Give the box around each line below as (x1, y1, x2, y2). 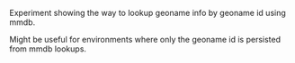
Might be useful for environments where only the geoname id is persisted (9, 35, 282, 44)
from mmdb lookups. (9, 43, 87, 54)
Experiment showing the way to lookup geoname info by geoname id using (9, 8, 286, 18)
